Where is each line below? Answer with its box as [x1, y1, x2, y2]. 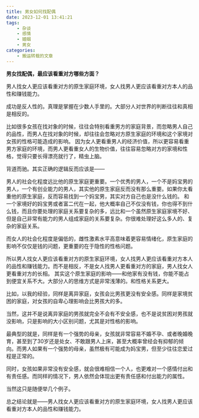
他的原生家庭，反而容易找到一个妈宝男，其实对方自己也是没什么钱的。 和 [11, 193, 190, 200]
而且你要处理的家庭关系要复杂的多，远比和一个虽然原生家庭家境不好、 [21, 208, 193, 215]
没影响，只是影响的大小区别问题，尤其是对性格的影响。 [6, 318, 141, 325]
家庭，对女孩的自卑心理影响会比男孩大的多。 [16, 297, 126, 304]
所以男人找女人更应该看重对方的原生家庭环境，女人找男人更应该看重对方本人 [6, 255, 193, 262]
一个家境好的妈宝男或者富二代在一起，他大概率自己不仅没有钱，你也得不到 [6, 200, 188, 207]
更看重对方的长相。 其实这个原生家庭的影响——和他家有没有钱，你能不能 [6, 270, 184, 277]
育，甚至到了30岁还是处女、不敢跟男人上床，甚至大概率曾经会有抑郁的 [6, 337, 179, 345]
